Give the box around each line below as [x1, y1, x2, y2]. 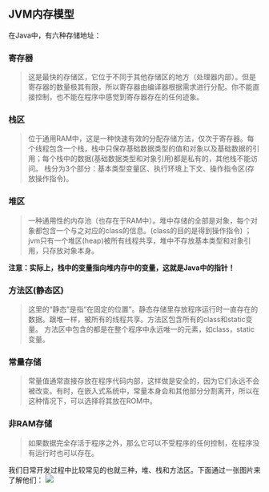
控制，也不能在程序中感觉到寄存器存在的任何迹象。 [34, 92, 204, 102]
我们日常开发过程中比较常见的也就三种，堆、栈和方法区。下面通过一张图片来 [8, 465, 261, 474]
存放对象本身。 [49, 245, 98, 255]
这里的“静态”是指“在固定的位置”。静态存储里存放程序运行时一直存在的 [27, 304, 259, 314]
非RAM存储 [8, 418, 53, 429]
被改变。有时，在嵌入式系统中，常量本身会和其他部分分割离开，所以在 [27, 386, 260, 396]
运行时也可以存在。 [34, 448, 98, 458]
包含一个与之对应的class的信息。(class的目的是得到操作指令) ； [42, 225, 252, 235]
